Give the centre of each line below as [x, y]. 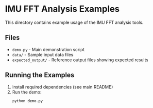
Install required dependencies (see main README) [62, 87]
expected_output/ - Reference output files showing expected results [80, 60]
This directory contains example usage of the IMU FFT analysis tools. [74, 22]
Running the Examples [40, 75]
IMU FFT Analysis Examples [62, 9]
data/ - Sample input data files [43, 54]
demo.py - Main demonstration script [48, 49]
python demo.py [27, 101]
